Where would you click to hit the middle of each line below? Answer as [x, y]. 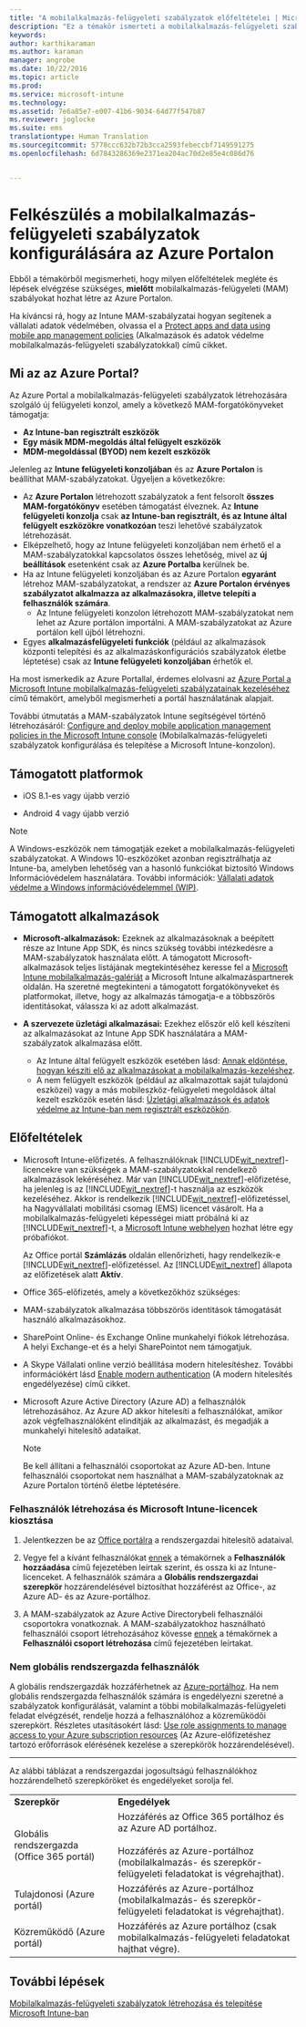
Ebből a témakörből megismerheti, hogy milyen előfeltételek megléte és [144, 278]
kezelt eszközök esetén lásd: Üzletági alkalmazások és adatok [153, 1099]
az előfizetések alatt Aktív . [73, 1274]
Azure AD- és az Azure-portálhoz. [87, 1597]
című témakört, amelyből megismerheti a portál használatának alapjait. [142, 698]
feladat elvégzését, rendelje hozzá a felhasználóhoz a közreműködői [138, 1716]
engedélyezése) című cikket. [76, 1383]
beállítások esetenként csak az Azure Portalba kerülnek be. [136, 564]
